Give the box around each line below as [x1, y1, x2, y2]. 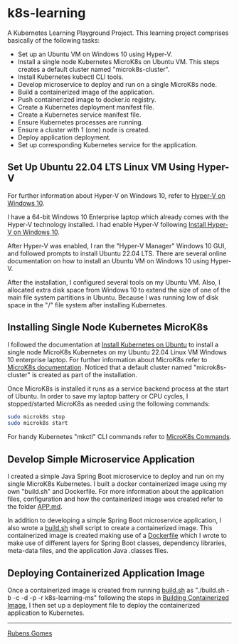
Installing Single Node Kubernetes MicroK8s [7, 322, 208, 334]
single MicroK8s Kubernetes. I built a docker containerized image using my [7, 480, 228, 488]
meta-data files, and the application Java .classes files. [7, 547, 169, 555]
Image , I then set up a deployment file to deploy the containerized [7, 601, 201, 609]
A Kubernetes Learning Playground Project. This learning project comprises [7, 28, 229, 37]
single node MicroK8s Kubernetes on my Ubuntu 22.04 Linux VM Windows [7, 347, 228, 357]
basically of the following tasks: [7, 36, 100, 44]
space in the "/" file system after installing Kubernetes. [7, 300, 167, 309]
